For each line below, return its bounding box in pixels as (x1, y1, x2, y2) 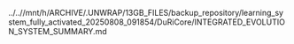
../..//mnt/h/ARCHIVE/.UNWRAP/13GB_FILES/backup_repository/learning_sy (8, 8, 284, 18)
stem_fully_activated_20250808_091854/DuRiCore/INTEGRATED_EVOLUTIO (8, 17, 285, 27)
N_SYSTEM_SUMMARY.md (8, 26, 107, 36)
